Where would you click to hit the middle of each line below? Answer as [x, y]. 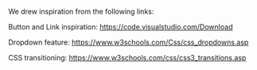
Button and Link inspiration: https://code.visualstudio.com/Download [121, 27]
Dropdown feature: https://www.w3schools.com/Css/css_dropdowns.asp [128, 42]
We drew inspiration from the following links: [81, 12]
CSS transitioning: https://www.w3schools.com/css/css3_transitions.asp [127, 58]
